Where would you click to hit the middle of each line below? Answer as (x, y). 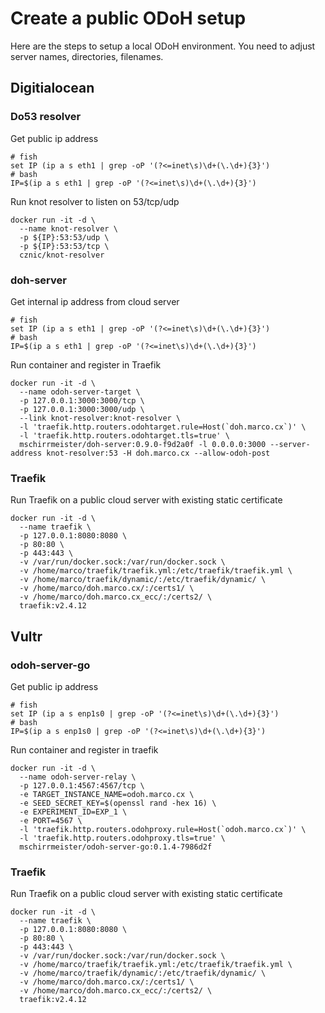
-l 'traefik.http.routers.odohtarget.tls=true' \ (124, 435)
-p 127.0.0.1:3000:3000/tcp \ (82, 400)
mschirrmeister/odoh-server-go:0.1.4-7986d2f (116, 847)
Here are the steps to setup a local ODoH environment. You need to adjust (163, 46)
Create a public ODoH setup (128, 18)
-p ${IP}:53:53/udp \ (64, 237)
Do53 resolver (46, 117)
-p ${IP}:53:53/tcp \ (64, 246)
